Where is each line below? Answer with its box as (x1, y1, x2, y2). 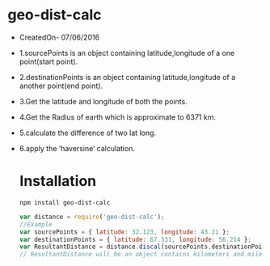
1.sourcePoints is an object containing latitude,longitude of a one (19, 48, 235, 57)
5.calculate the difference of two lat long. (19, 128, 157, 137)
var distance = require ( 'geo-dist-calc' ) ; (19, 213, 165, 221)
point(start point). (19, 57, 78, 66)
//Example (19, 220, 53, 228)
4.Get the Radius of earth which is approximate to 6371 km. (19, 112, 216, 122)
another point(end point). (19, 81, 103, 91)
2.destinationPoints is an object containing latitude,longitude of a (19, 72, 236, 82)
